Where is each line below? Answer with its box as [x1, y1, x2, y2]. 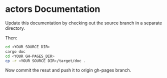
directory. [5, 25, 25, 31]
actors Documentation [5, 3, 100, 15]
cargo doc [5, 49, 26, 54]
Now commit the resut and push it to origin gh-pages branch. [5, 67, 131, 73]
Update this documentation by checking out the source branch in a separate [5, 20, 162, 26]
